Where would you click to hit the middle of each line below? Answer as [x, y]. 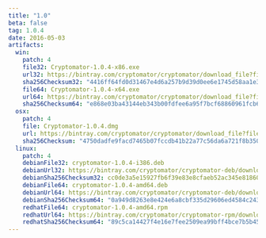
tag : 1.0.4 [26, 30]
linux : [26, 148]
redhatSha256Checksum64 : [63, 222]
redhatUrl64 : [44, 215]
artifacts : [26, 45]
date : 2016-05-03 [37, 38]
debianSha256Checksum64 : [63, 200]
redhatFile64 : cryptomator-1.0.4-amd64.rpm [95, 207]
